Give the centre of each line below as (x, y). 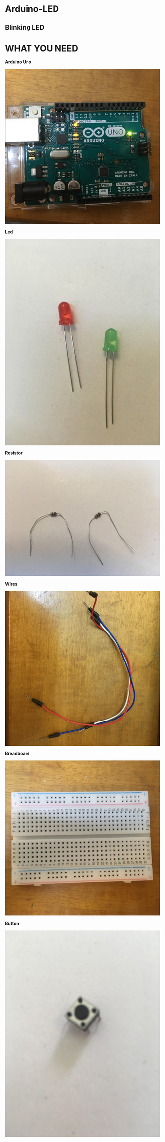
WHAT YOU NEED (42, 48)
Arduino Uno (18, 62)
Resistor (14, 453)
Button (12, 923)
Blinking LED (25, 27)
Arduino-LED (32, 9)
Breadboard (17, 753)
